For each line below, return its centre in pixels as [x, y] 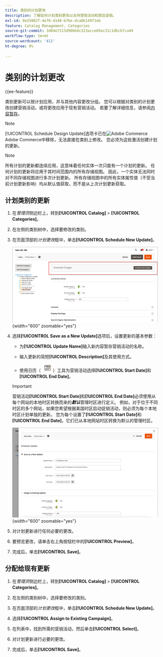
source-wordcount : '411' [30, 41]
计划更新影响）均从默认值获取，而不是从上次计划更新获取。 [69, 184]
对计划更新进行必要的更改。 [40, 639]
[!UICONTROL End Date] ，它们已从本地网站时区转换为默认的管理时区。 [83, 421]
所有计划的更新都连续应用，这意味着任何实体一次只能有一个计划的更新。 [77, 165]
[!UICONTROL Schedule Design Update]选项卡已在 [56, 133]
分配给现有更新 [27, 569]
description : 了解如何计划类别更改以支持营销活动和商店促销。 [61, 15]
